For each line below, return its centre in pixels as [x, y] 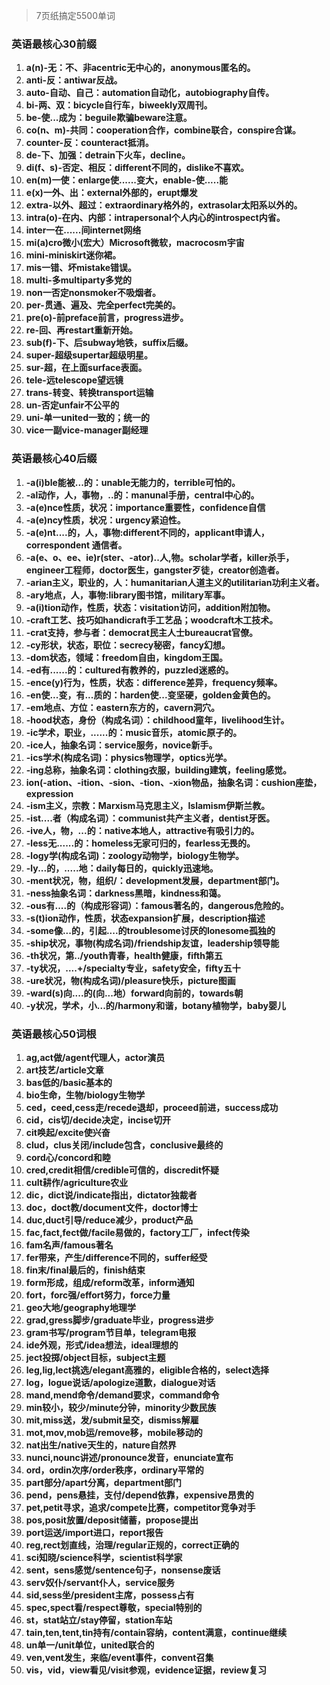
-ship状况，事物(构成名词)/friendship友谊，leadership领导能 [152, 943]
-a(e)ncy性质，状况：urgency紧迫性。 [105, 520]
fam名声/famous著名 [69, 1245]
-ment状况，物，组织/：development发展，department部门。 [155, 880]
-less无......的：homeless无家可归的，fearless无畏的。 [140, 843]
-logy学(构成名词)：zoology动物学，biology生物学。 [134, 855]
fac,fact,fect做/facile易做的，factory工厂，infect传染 [137, 1232]
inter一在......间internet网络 [83, 230]
